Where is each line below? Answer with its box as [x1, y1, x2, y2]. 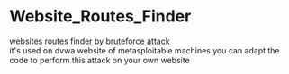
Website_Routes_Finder [9, 6, 192, 27]
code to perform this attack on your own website [9, 54, 191, 65]
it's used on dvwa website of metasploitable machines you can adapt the [9, 45, 280, 55]
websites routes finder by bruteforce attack [9, 36, 170, 46]
